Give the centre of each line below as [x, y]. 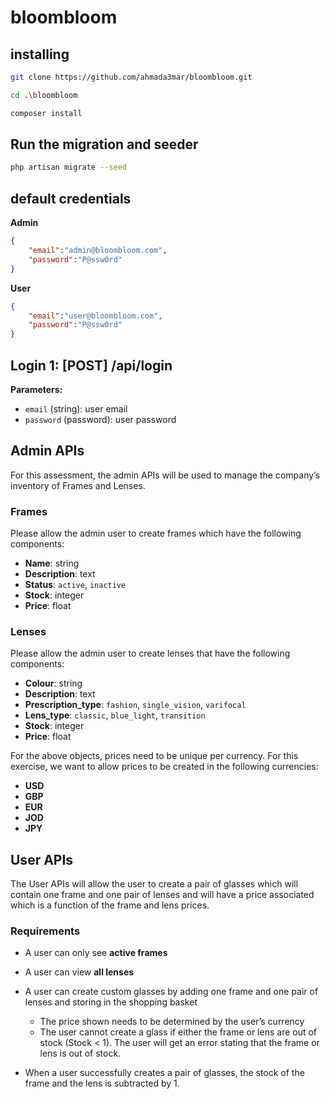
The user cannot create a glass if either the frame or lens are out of [178, 1032]
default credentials [71, 198]
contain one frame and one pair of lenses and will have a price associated [162, 895]
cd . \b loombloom [44, 95]
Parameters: [36, 389]
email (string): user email [76, 408]
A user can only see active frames [96, 953]
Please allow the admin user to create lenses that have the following [150, 653]
